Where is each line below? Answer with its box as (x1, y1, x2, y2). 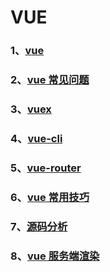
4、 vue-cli (10, 131, 63, 145)
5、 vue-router (10, 161, 82, 175)
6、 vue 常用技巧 (10, 190, 90, 204)
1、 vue (10, 44, 45, 58)
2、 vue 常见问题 (10, 73, 90, 87)
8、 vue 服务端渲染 (10, 249, 100, 263)
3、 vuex (10, 102, 52, 116)
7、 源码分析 (10, 219, 68, 233)
